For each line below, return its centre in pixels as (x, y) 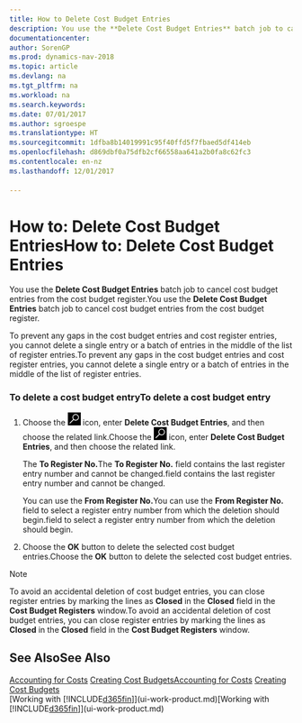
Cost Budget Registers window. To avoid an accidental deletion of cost (140, 610)
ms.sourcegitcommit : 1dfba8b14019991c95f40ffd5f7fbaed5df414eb (130, 143)
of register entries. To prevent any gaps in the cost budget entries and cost (147, 355)
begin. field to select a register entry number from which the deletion (149, 519)
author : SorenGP (40, 48)
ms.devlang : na (38, 77)
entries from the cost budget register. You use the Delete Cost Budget (138, 299)
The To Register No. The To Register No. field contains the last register (154, 463)
